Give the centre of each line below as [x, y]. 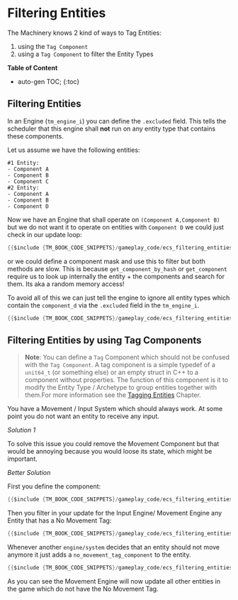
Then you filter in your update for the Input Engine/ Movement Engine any [115, 513]
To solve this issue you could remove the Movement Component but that [113, 444]
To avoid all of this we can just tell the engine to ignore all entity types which [119, 298]
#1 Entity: [23, 163]
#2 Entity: [23, 187]
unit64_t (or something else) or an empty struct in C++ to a [112, 372]
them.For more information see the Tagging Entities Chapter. [113, 395]
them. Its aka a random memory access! [66, 284]
